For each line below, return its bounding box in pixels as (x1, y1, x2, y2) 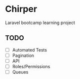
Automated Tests (12, 47, 47, 53)
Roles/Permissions (12, 63, 50, 69)
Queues (12, 69, 29, 75)
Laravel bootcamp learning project (5, 20, 75, 26)
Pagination (12, 53, 35, 58)
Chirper (5, 3, 38, 15)
